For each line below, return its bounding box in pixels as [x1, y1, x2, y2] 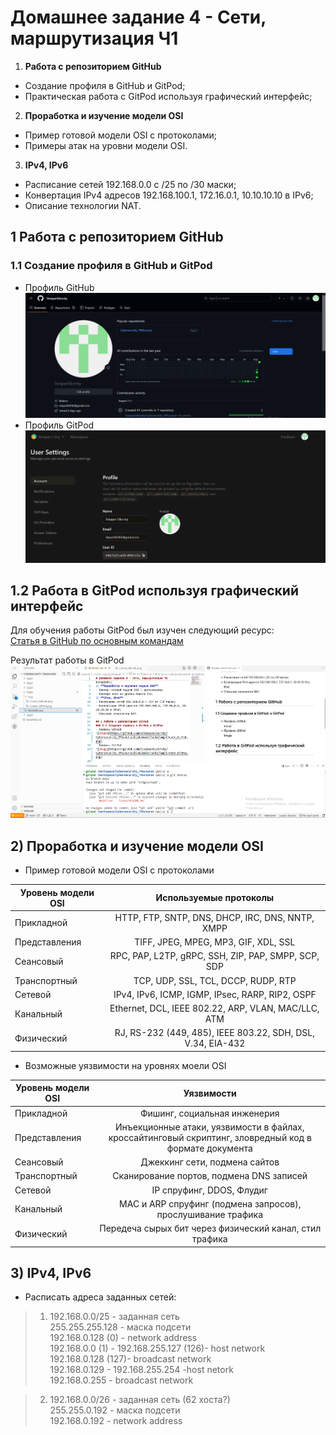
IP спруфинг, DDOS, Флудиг [151, 1184, 268, 1196]
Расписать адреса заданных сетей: [24, 1291, 177, 1303]
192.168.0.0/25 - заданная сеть [49, 1311, 180, 1323]
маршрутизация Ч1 [10, 27, 179, 50]
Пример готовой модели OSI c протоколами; [24, 129, 218, 141]
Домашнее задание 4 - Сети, [10, 6, 267, 29]
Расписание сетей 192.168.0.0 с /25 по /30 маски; [24, 178, 237, 190]
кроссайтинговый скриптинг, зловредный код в [108, 1131, 312, 1143]
